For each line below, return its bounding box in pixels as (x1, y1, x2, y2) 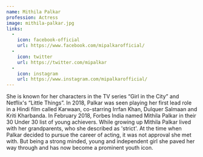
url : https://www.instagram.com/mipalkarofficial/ (17, 76, 148, 82)
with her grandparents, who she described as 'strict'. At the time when (6, 125, 182, 132)
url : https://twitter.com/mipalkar (17, 59, 107, 65)
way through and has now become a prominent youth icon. (6, 144, 153, 152)
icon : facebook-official (17, 37, 80, 43)
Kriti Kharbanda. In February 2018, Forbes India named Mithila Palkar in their (6, 112, 197, 120)
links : (6, 25, 23, 32)
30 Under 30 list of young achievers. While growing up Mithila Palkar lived (6, 118, 191, 126)
